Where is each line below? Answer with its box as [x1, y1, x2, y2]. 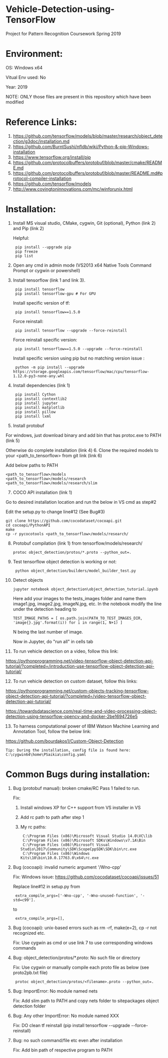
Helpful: [12, 235, 29, 241]
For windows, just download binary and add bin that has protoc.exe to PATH [5, 432, 162, 438]
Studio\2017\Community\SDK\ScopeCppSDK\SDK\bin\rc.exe [20, 846, 137, 852]
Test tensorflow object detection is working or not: [12, 558, 117, 565]
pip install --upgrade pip [15, 245, 71, 250]
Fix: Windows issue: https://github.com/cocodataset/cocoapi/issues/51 [12, 874, 159, 880]
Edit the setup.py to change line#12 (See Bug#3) [5, 508, 105, 515]
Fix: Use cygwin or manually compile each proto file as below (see [12, 964, 149, 970]
